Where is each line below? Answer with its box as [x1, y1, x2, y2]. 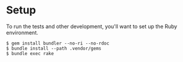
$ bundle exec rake [6, 50, 54, 56]
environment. [6, 29, 38, 36]
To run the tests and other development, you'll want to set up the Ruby [6, 23, 178, 30]
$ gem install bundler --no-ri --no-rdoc [6, 40, 110, 46]
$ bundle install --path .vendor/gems [6, 45, 102, 51]
